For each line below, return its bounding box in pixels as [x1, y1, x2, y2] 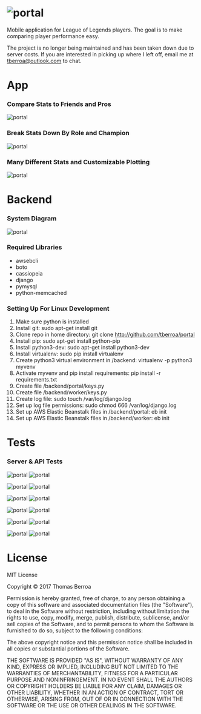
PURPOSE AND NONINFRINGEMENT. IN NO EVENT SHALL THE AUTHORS [7, 676, 193, 683]
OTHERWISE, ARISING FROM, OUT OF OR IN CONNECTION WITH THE [7, 695, 183, 702]
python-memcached [15, 289, 67, 296]
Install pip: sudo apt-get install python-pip [15, 337, 120, 345]
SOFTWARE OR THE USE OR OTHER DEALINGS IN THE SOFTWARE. [7, 701, 177, 709]
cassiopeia [15, 269, 43, 277]
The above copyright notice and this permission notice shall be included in [7, 638, 193, 646]
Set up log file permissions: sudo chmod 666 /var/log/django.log [15, 402, 177, 409]
